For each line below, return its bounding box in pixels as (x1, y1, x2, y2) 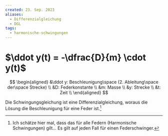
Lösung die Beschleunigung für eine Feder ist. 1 (5, 104, 101, 111)
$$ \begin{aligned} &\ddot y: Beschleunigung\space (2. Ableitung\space (9, 79, 159, 85)
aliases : (5, 12, 23, 17)
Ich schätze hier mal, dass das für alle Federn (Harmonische (12, 120, 136, 126)
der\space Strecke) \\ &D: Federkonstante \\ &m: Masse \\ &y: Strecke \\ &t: (7, 84, 161, 90)
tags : (5, 26, 16, 31)
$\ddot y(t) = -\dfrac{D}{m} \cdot (5, 52, 146, 63)
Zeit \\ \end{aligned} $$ (59, 89, 108, 95)
